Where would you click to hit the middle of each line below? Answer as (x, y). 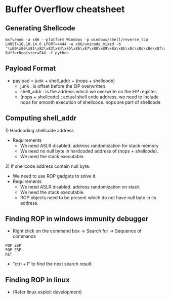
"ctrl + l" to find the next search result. (53, 264)
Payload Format (31, 69)
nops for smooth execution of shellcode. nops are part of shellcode (90, 102)
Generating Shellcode (40, 28)
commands (24, 236)
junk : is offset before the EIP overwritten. (63, 86)
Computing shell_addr (41, 118)
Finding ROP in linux (37, 280)
